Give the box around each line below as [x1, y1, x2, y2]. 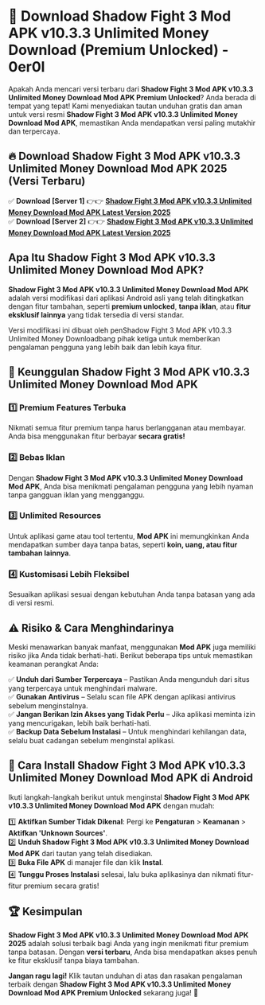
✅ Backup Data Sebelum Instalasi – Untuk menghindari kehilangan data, [8, 726, 247, 736]
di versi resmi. [8, 598, 54, 608]
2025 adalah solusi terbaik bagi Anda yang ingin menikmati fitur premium [8, 938, 249, 948]
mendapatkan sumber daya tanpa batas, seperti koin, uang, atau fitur [8, 540, 238, 549]
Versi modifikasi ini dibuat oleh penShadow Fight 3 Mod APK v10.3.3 [8, 325, 232, 335]
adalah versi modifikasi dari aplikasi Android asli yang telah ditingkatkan [8, 293, 244, 302]
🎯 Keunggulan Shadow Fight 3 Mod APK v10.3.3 [8, 365, 251, 379]
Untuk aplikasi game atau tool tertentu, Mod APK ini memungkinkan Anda [8, 531, 249, 540]
